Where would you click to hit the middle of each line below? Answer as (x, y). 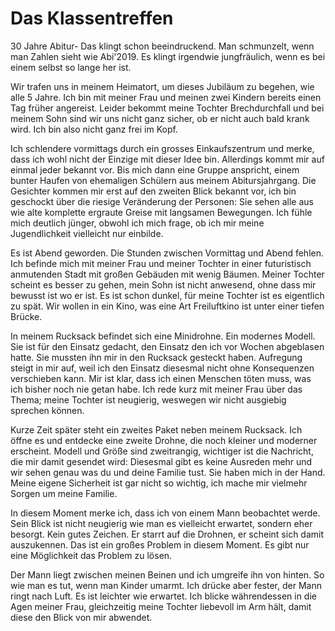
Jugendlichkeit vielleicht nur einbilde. (87, 233)
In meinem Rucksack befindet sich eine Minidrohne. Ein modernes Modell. (163, 336)
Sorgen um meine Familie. (64, 493)
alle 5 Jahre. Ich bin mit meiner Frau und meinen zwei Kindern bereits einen (166, 97)
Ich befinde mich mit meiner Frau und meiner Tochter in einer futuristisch (161, 263)
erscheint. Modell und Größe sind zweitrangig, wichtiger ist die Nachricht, (162, 451)
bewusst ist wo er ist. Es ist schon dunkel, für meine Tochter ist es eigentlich (167, 295)
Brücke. (26, 316)
